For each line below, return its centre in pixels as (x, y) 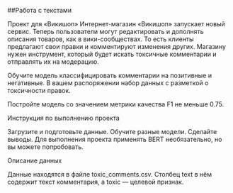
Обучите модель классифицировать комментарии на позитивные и (110, 75)
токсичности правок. (39, 90)
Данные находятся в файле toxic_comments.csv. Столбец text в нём (110, 174)
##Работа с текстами (40, 10)
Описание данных (35, 160)
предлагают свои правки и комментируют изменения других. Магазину (117, 46)
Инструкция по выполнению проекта (64, 118)
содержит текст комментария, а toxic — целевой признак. (96, 182)
